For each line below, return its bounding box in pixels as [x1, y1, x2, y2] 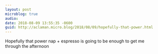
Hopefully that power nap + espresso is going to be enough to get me [5, 38, 145, 44]
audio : [5, 16, 18, 21]
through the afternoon [5, 43, 50, 49]
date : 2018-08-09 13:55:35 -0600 [5, 20, 73, 26]
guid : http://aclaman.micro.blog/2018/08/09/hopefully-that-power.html [5, 25, 153, 30]
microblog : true [5, 12, 38, 16]
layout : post [5, 7, 32, 12]
